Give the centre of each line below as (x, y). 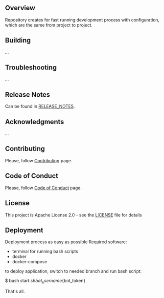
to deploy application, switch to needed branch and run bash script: (73, 271)
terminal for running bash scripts (45, 252)
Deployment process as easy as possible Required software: (66, 242)
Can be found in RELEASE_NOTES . (40, 106)
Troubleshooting (31, 68)
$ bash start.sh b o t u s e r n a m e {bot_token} (45, 281)
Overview (20, 8)
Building (18, 40)
